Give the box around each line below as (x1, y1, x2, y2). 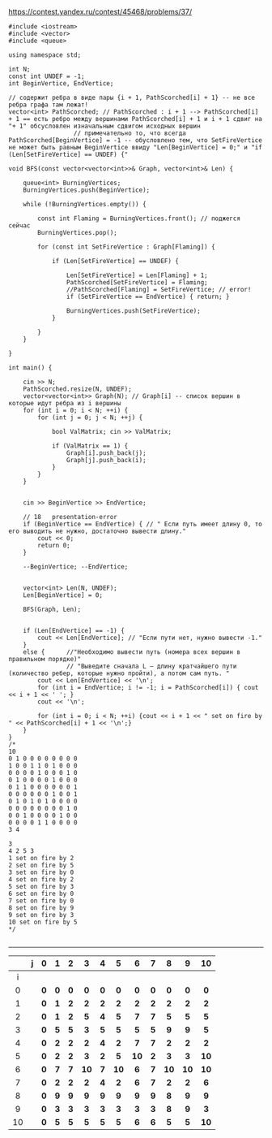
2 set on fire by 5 (8, 861, 74, 869)
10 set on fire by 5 (8, 918, 79, 926)
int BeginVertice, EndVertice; (8, 80, 114, 88)
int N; (8, 65, 31, 73)
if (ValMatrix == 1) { (51, 442, 129, 450)
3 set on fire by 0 (8, 868, 74, 876)
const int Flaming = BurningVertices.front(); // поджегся (37, 214, 241, 223)
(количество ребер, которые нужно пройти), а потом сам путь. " (8, 669, 230, 677)
